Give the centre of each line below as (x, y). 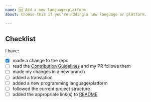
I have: (12, 51)
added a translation (32, 77)
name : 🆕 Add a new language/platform (46, 10)
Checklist (21, 39)
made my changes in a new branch (49, 72)
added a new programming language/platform (60, 83)
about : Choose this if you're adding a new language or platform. (76, 14)
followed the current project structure (51, 89)
